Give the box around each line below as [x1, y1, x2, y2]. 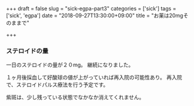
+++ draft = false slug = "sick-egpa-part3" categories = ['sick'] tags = [6, 5, 176, 12]
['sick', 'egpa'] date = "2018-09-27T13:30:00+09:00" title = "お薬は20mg [6, 12, 183, 19]
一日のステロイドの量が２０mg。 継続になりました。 [6, 61, 134, 68]
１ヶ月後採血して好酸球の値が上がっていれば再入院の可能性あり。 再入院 [6, 74, 182, 81]
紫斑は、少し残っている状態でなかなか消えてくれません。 [6, 94, 145, 101]
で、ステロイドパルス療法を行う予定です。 [6, 81, 109, 88]
